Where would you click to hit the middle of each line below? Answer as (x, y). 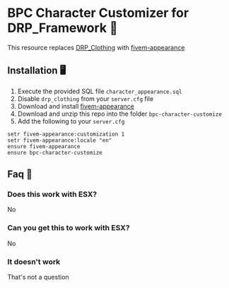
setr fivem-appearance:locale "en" (60, 140)
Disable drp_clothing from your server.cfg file (86, 98)
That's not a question (38, 277)
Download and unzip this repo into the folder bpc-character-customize (120, 114)
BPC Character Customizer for (98, 13)
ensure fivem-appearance (44, 146)
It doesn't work (34, 261)
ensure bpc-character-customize (55, 152)
